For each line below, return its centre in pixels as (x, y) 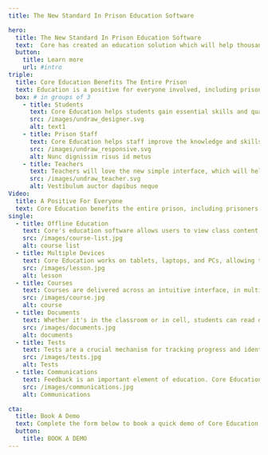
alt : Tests (41, 365)
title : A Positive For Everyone (69, 201)
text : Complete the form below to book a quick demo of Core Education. (139, 424)
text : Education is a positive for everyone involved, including (126, 90)
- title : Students (53, 105)
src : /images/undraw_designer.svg (87, 120)
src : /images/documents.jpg (69, 327)
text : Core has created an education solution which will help (124, 45)
